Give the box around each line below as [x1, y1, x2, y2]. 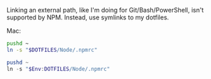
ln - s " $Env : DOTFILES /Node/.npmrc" [6, 65, 110, 72]
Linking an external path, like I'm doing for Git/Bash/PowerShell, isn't [6, 6, 204, 14]
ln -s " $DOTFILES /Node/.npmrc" [6, 46, 98, 53]
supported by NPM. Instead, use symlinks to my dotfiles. [6, 13, 169, 21]
